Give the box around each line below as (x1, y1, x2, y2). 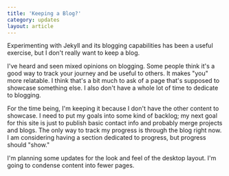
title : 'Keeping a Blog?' (7, 10, 81, 17)
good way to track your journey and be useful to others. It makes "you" (7, 69, 208, 77)
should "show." (7, 141, 50, 149)
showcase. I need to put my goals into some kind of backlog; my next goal (7, 112, 218, 120)
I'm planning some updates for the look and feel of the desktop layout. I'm (7, 154, 217, 162)
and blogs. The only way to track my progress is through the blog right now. (7, 126, 222, 134)
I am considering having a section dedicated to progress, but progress (7, 134, 206, 142)
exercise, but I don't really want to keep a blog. (7, 49, 140, 57)
